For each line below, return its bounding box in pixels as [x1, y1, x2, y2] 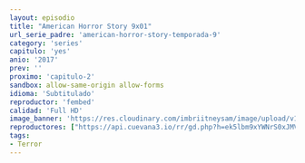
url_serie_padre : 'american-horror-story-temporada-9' [9, 30, 221, 39]
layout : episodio [9, 13, 75, 23]
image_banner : [9, 114, 64, 123]
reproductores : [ [9, 123, 75, 132]
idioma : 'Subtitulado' [9, 89, 95, 98]
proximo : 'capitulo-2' [9, 72, 95, 81]
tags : [9, 131, 30, 140]
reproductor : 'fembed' [9, 97, 95, 107]
